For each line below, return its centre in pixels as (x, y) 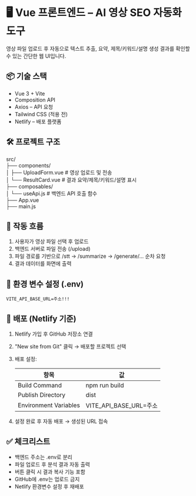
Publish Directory (41, 395)
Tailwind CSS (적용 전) (41, 114)
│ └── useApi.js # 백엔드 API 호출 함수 (52, 193)
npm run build (105, 385)
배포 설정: (26, 359)
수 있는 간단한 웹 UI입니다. (36, 56)
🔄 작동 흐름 (25, 226)
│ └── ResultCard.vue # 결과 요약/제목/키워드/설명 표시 (72, 180)
